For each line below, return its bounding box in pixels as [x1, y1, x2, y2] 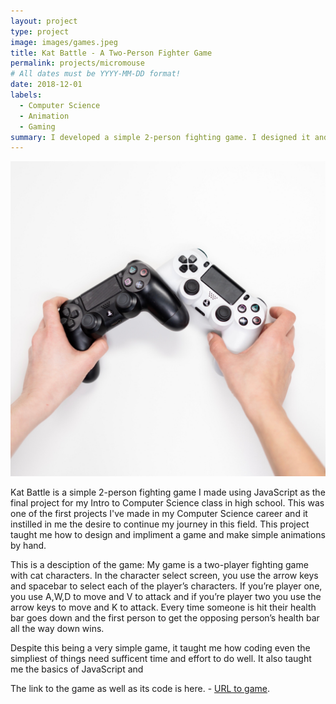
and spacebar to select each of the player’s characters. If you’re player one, [10, 580, 323, 592]
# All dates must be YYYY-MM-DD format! [10, 69, 182, 79]
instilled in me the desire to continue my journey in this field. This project [10, 518, 310, 530]
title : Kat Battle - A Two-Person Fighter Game [10, 48, 213, 58]
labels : [10, 90, 43, 100]
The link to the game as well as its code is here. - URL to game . [10, 683, 271, 695]
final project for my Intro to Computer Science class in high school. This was [10, 497, 325, 509]
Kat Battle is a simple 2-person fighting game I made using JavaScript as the [10, 486, 326, 499]
